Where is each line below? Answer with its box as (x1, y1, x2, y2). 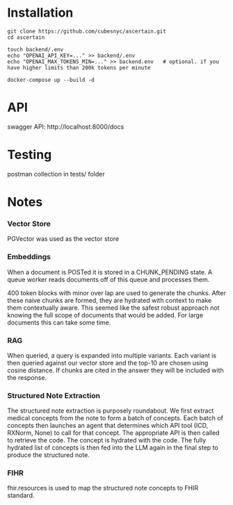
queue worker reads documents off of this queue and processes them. (7, 275, 210, 283)
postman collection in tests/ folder (7, 169, 106, 178)
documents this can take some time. (7, 318, 111, 326)
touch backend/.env (7, 46, 64, 53)
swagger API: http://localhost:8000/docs (7, 122, 124, 131)
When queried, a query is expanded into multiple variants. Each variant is (7, 351, 217, 359)
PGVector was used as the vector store (7, 235, 120, 243)
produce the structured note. (7, 451, 90, 459)
